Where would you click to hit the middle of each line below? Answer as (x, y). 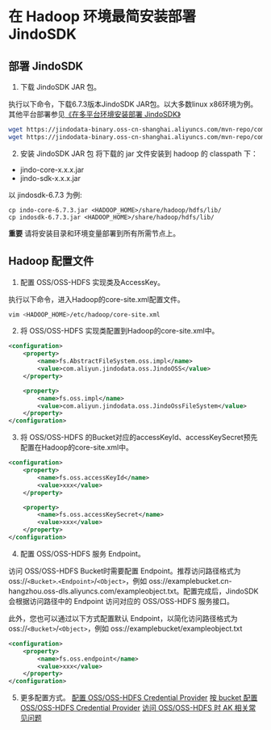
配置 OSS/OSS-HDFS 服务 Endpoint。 (82, 553)
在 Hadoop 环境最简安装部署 (102, 17)
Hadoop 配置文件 (51, 261)
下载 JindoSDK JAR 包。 (60, 87)
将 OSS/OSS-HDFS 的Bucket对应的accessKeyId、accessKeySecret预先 (139, 438)
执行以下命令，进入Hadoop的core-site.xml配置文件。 (96, 299)
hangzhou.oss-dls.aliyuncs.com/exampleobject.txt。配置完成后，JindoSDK (133, 591)
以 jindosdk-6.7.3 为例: (45, 195)
